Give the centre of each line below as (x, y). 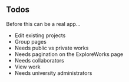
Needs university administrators (53, 73)
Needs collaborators (39, 60)
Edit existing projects (40, 35)
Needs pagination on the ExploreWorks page (69, 54)
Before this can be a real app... (43, 24)
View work (27, 67)
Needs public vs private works (52, 48)
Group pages (31, 41)
